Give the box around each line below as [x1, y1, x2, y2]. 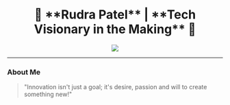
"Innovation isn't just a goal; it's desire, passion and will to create [23, 83, 207, 91]
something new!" [23, 90, 73, 99]
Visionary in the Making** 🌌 [34, 21, 196, 37]
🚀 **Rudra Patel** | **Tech [34, 7, 196, 23]
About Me [7, 67, 41, 77]
